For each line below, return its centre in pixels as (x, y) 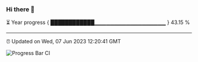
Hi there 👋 (21, 9)
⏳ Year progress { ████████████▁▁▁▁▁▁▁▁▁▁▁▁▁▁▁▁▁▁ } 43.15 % (98, 22)
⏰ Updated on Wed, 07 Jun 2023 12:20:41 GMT (64, 42)
